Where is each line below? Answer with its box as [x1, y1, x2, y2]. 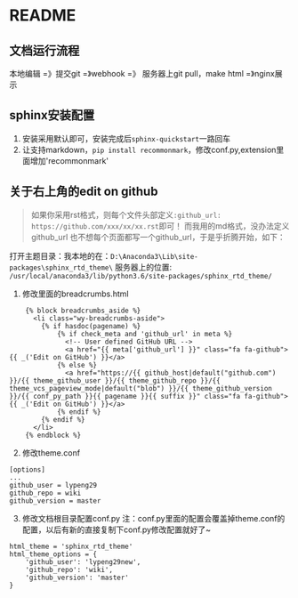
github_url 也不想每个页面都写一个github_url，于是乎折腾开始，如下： [30, 231, 286, 242]
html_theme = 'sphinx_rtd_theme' [9, 542, 133, 551]
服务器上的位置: [115, 262, 173, 272]
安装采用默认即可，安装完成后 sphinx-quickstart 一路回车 [21, 133, 231, 143]
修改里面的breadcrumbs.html [21, 288, 129, 299]
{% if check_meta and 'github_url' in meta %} [56, 329, 233, 338]
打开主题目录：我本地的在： [9, 250, 111, 261]
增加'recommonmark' [29, 155, 109, 166]
